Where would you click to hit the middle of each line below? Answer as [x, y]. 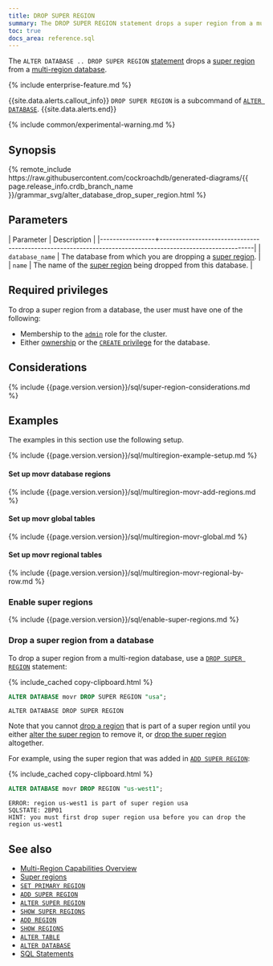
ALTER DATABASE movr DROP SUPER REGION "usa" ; [88, 697]
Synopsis [32, 150]
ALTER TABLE [40, 937]
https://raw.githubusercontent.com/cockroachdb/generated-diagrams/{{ [128, 178]
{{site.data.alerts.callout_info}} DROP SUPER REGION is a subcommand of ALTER [135, 100]
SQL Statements [47, 954]
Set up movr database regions [59, 474]
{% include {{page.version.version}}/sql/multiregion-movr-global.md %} [128, 536]
